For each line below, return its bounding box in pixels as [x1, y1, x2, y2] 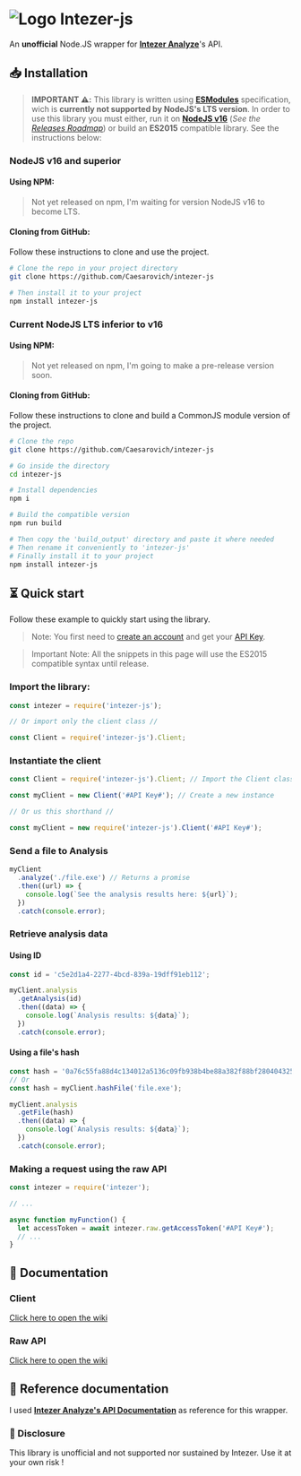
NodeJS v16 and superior [9, 154, 122, 167]
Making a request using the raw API [9, 1162, 168, 1175]
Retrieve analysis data [9, 928, 108, 940]
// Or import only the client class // [9, 717, 159, 726]
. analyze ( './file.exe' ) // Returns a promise [17, 874, 191, 883]
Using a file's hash [9, 1047, 80, 1057]
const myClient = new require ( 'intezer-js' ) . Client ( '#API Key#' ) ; [9, 824, 262, 833]
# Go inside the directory [9, 462, 110, 470]
